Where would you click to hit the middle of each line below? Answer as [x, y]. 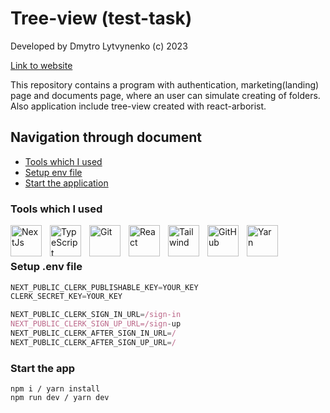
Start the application [66, 183]
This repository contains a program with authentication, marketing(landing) [165, 84]
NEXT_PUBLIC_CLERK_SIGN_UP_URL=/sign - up [96, 324]
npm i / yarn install [55, 389]
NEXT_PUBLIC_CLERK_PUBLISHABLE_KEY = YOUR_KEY [104, 287]
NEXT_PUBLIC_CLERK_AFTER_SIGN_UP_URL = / [93, 342]
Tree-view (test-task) [101, 18]
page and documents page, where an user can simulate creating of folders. [165, 95]
